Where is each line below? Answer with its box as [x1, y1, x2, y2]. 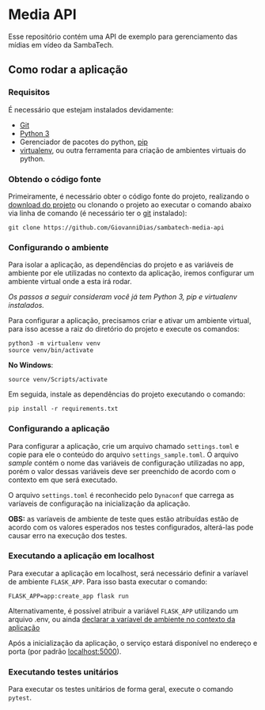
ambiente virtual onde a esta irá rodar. [8, 277, 132, 287]
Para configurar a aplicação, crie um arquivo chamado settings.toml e [8, 441, 240, 450]
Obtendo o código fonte [8, 173, 101, 184]
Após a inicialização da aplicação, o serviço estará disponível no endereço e [8, 638, 258, 647]
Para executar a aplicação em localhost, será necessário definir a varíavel [8, 568, 248, 578]
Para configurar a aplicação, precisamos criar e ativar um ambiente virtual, [8, 316, 252, 325]
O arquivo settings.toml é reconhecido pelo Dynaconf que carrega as [8, 490, 235, 499]
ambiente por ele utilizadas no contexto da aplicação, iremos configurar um [8, 268, 255, 278]
